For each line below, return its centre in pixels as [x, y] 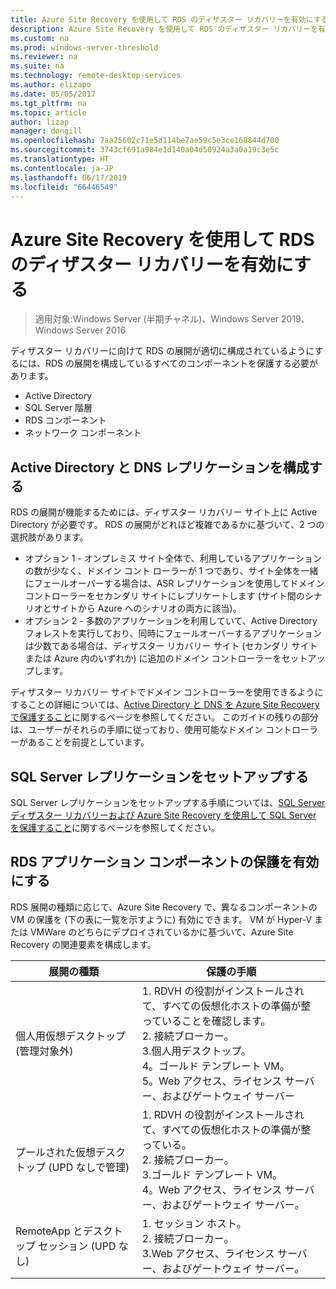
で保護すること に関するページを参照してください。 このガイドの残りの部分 [164, 717]
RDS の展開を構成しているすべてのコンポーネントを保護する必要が [181, 363]
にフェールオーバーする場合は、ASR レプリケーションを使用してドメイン [174, 583]
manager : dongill [46, 131]
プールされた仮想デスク [71, 1152]
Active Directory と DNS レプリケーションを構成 [160, 467]
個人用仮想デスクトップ [71, 1036]
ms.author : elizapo [51, 85]
